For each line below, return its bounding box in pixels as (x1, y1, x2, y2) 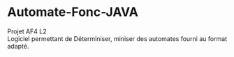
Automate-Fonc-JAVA (7, 4, 138, 20)
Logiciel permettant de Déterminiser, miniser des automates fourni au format (7, 34, 228, 42)
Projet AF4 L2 (7, 27, 47, 35)
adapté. (7, 42, 29, 50)
